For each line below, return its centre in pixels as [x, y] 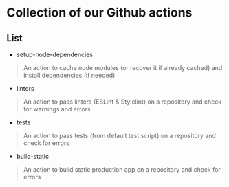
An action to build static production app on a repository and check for [122, 169]
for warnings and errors [57, 109]
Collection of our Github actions [99, 13]
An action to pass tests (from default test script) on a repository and [119, 136]
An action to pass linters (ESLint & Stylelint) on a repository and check [122, 102]
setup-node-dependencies [55, 54]
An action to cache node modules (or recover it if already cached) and [123, 68]
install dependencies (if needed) [69, 75]
